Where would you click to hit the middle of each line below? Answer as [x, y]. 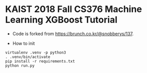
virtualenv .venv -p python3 [36, 52]
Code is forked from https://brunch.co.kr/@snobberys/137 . [73, 33]
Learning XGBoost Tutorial [61, 20]
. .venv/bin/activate [28, 57]
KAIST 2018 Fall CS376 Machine [73, 9]
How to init [24, 43]
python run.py [20, 65]
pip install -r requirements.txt [40, 61]
